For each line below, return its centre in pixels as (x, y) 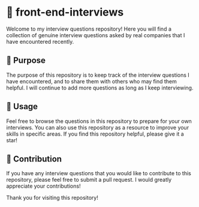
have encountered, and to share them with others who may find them (91, 81)
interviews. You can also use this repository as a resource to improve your (98, 127)
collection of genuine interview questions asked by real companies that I (96, 35)
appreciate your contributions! (43, 186)
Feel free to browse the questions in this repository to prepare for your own (99, 121)
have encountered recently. (40, 41)
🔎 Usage (22, 106)
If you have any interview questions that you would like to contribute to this (99, 173)
